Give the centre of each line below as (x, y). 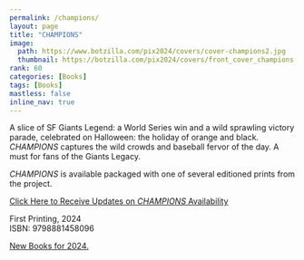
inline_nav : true (42, 102)
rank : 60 (26, 69)
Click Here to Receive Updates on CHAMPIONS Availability (119, 201)
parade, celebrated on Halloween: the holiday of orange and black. (134, 138)
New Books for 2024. (49, 246)
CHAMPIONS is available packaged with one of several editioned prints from (152, 174)
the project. (31, 184)
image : (22, 43)
